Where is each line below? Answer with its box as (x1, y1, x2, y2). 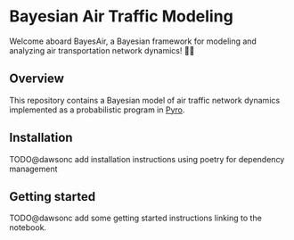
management (9, 163, 58, 174)
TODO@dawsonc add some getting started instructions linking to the (9, 212, 263, 224)
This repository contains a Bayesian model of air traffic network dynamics (9, 95, 281, 105)
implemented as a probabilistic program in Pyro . (9, 104, 185, 115)
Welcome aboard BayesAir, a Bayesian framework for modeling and (9, 36, 257, 46)
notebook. (9, 222, 47, 233)
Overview (9, 71, 65, 87)
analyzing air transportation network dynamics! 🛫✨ (9, 45, 195, 55)
